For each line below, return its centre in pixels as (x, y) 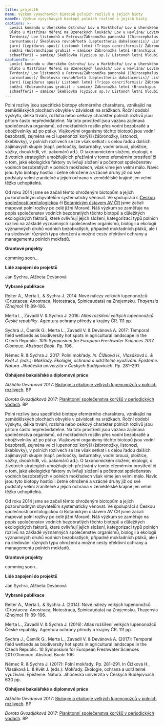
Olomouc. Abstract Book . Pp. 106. (39, 346)
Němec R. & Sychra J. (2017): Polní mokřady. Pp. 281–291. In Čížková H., (78, 664)
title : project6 (21, 10)
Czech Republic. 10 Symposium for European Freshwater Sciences (72, 649)
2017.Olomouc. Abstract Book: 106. (40, 655)
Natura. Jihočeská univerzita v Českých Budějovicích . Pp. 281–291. (73, 366)
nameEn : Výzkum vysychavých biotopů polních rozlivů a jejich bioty (76, 19)
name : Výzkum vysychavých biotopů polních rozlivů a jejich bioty (74, 14)
